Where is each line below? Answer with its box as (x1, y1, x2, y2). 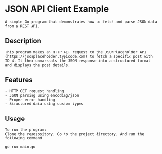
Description (5, 37, 41, 45)
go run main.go (5, 144, 36, 149)
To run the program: (5, 127, 47, 132)
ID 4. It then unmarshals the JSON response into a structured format (5, 58, 151, 63)
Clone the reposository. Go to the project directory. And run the (5, 132, 145, 137)
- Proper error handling (5, 97, 55, 102)
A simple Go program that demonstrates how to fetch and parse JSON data (5, 19, 158, 24)
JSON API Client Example (5, 3, 109, 15)
